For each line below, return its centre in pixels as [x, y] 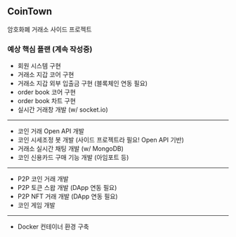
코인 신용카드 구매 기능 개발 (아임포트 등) [73, 158]
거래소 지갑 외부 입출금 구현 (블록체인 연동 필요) [83, 83]
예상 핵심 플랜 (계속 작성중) [50, 49]
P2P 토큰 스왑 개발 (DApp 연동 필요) [67, 188]
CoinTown [30, 12]
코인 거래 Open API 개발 [51, 131]
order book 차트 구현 [46, 101]
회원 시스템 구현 [39, 66]
